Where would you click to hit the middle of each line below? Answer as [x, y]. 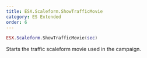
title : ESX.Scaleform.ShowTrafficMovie [55, 11]
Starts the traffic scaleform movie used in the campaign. [74, 49]
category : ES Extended [34, 17]
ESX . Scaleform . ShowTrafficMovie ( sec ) [52, 38]
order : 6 [17, 22]
